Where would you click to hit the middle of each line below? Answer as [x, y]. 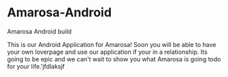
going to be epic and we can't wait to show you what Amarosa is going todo [114, 59]
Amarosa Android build [39, 31]
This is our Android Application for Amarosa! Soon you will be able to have [112, 44]
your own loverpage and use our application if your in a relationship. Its [107, 52]
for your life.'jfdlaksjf [36, 66]
